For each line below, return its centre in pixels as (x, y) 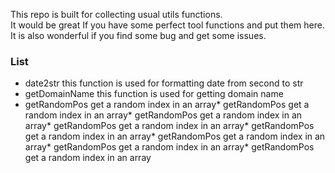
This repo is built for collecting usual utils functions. (116, 14)
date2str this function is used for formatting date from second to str (164, 83)
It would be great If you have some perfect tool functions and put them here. (167, 25)
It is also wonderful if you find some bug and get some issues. (138, 35)
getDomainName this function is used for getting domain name (154, 94)
